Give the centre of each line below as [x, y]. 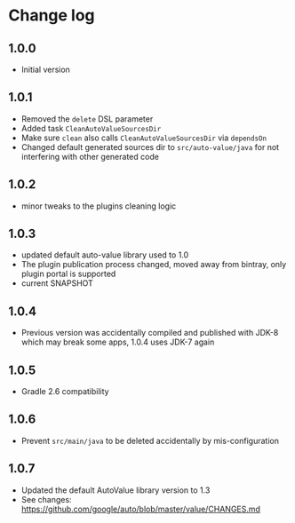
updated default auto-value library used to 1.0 [105, 255]
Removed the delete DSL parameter [87, 119]
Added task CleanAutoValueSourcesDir [91, 128]
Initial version [45, 69]
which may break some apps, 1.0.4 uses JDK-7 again [118, 342]
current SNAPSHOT [57, 283]
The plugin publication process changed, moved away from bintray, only [154, 265]
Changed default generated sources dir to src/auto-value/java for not [150, 147]
